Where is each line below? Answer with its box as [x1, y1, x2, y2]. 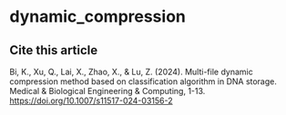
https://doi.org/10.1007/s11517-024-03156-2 [9, 95, 173, 106]
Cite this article [9, 43, 98, 58]
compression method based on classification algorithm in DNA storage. [9, 76, 278, 87]
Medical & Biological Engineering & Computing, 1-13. [9, 86, 206, 96]
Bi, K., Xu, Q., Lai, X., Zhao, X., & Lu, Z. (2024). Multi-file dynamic [9, 66, 253, 77]
